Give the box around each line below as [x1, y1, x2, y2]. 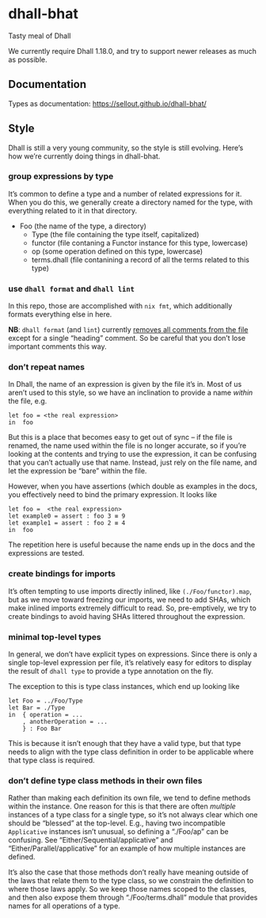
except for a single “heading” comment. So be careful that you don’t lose [8, 334, 246, 343]
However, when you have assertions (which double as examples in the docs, [8, 481, 257, 492]
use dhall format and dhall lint [8, 283, 135, 294]
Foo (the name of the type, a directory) [19, 221, 146, 231]
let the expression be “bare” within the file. [8, 466, 147, 476]
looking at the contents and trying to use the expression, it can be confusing [8, 449, 257, 459]
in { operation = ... [8, 711, 83, 719]
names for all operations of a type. [8, 901, 120, 911]
